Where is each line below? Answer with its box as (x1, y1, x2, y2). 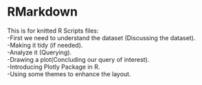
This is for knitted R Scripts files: (7, 27, 99, 35)
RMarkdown (7, 4, 78, 20)
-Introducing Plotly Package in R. (7, 63, 100, 71)
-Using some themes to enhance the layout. (7, 69, 131, 78)
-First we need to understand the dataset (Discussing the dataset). (7, 33, 196, 41)
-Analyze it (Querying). (7, 48, 72, 56)
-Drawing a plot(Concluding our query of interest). (7, 55, 150, 63)
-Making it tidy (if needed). (7, 41, 83, 49)
